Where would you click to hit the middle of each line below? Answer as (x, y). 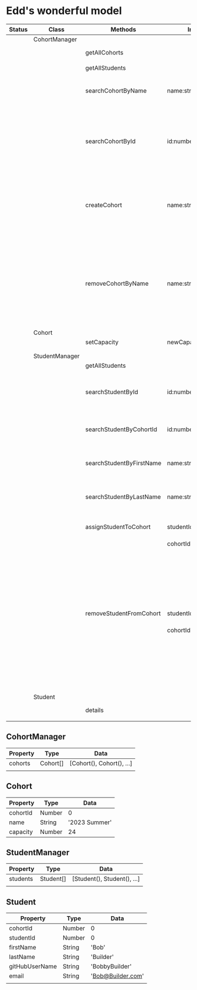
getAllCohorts (104, 52)
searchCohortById (111, 141)
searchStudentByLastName (123, 497)
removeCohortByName (117, 283)
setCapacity (102, 342)
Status (18, 29)
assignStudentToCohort (118, 527)
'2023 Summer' (90, 822)
